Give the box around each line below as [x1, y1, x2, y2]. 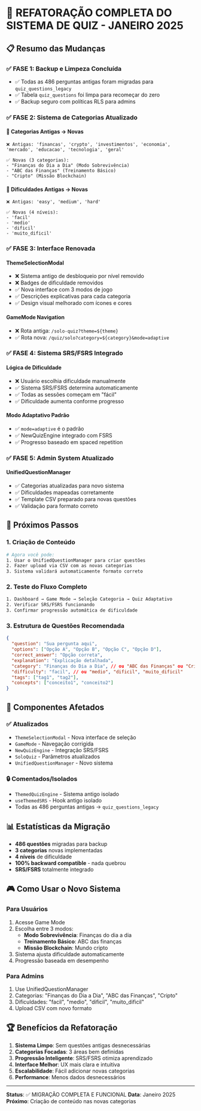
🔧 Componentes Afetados [6, 702, 105, 712]
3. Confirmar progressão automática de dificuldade [6, 607, 138, 613]
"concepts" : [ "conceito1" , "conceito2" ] [11, 680, 114, 686]
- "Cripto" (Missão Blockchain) [6, 173, 87, 179]
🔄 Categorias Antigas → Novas [6, 128, 84, 135]
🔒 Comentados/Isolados [6, 774, 78, 783]
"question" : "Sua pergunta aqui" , [11, 641, 98, 647]
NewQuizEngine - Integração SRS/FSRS [14, 746, 109, 753]
